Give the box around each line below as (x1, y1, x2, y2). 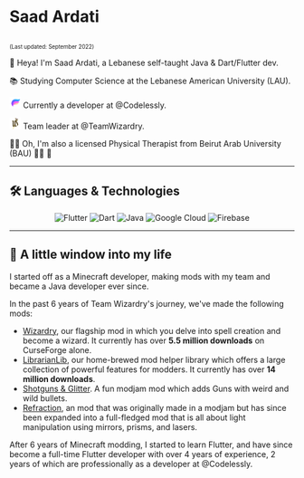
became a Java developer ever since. (9, 281, 149, 292)
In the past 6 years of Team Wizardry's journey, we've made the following (9, 298, 285, 309)
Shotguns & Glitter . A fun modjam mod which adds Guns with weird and (22, 383, 290, 394)
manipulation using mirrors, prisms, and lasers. (22, 421, 197, 432)
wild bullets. (22, 392, 68, 404)
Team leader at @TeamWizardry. (22, 120, 145, 132)
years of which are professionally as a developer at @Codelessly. (9, 458, 253, 469)
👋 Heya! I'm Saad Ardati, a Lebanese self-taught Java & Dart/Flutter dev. (9, 57, 279, 69)
